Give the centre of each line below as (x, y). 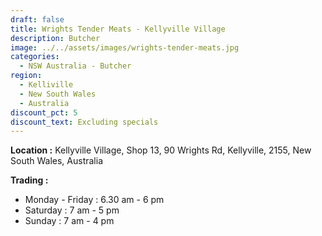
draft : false (37, 19)
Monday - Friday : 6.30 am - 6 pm (94, 200)
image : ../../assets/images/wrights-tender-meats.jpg (125, 47)
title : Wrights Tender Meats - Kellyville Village (118, 29)
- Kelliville (46, 85)
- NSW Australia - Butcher (75, 66)
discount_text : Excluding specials (84, 122)
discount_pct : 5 (44, 112)
